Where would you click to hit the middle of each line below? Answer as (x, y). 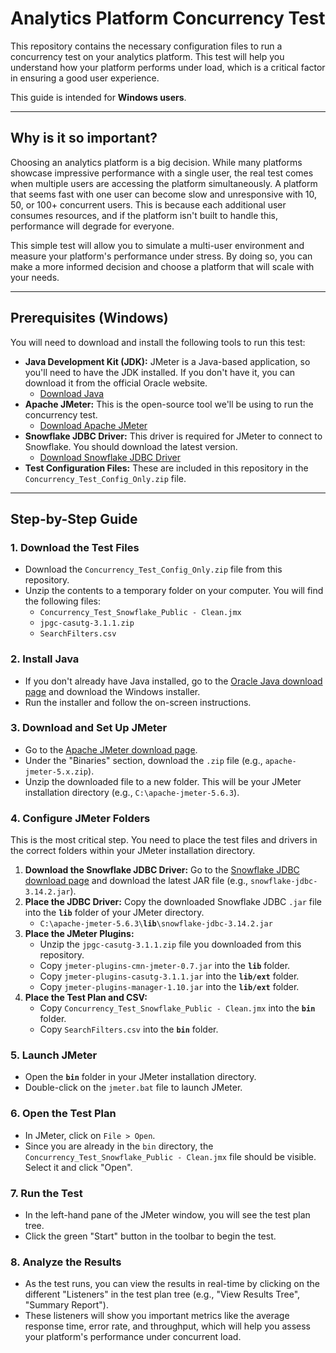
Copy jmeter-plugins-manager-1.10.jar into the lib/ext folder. (169, 987)
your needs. (35, 277)
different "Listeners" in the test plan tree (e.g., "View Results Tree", (162, 1294)
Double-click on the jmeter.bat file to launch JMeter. (133, 1088)
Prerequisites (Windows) (89, 318)
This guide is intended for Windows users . (98, 97)
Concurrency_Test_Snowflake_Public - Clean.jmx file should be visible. (170, 1156)
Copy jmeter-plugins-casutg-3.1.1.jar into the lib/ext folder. (169, 976)
